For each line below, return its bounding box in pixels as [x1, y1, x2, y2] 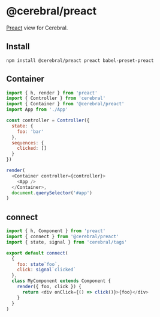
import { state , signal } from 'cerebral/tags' [6, 239, 128, 245]
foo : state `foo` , [17, 261, 61, 267]
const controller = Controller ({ [6, 117, 90, 124]
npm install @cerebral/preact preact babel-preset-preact [6, 57, 154, 64]
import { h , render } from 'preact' [6, 90, 98, 96]
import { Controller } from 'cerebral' [6, 95, 106, 102]
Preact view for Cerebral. [6, 24, 68, 31]
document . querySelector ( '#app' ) [11, 189, 93, 196]
